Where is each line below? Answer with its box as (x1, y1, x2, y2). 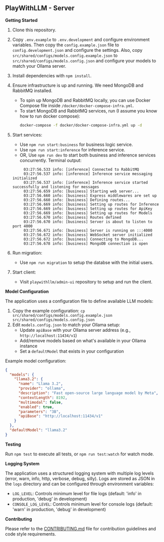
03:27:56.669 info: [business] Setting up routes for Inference (23, 202, 160, 207)
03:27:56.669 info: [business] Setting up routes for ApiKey (23, 206, 153, 211)
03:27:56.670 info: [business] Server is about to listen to (23, 219, 153, 224)
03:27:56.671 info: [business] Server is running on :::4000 (23, 228, 153, 233)
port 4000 (12, 224, 33, 229)
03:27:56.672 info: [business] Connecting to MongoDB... (23, 237, 144, 242)
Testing (5, 441, 21, 447)
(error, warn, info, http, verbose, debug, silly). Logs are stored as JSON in (5, 475, 155, 481)
